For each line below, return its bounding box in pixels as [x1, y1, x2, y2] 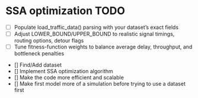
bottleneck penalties [14, 50, 65, 57]
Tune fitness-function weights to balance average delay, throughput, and [14, 43, 193, 51]
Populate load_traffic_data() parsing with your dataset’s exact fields [14, 24, 179, 31]
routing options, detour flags [14, 37, 84, 44]
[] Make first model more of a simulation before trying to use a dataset [14, 80, 186, 87]
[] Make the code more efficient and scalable [14, 74, 124, 81]
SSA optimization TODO [5, 4, 126, 18]
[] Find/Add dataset [14, 61, 62, 68]
